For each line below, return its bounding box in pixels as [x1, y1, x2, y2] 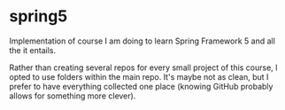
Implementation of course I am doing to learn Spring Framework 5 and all [9, 35, 276, 46]
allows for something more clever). [9, 90, 136, 101]
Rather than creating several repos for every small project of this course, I [9, 62, 278, 73]
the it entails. [9, 44, 57, 55]
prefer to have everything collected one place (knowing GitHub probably [9, 81, 273, 91]
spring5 [9, 6, 68, 27]
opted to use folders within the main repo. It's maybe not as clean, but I [9, 71, 269, 82]
